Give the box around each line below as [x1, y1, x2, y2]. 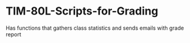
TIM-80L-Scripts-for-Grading [5, 4, 159, 18]
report [5, 30, 22, 38]
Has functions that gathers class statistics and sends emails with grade [5, 24, 184, 31]
